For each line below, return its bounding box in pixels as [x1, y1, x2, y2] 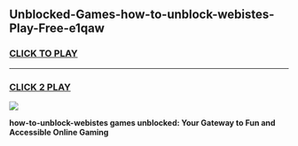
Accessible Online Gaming [9, 127, 109, 137]
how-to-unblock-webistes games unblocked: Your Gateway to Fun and [9, 117, 276, 127]
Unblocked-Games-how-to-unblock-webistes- [9, 7, 275, 22]
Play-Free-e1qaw [9, 21, 105, 36]
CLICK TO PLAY [9, 48, 78, 60]
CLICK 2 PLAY [9, 81, 71, 93]
